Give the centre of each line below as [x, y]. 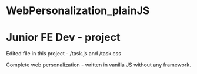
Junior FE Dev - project [63, 38]
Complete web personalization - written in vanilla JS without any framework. [98, 65]
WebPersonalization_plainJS [78, 11]
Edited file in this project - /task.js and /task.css [64, 54]
